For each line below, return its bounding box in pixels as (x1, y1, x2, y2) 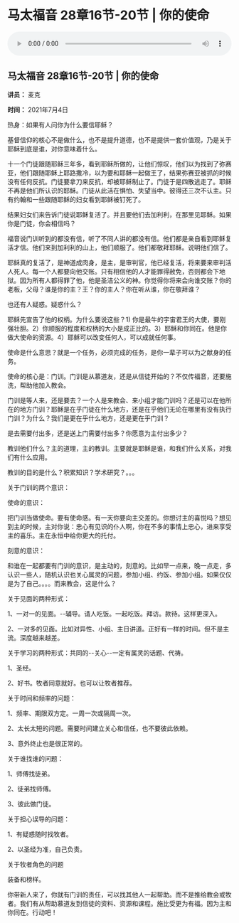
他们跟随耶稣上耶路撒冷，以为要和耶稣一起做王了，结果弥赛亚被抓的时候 (19, 169, 232, 177)
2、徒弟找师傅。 (7, 784, 55, 793)
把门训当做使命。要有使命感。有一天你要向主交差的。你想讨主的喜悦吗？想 (7, 513, 225, 522)
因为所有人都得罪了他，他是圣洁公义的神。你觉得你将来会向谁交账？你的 (19, 276, 232, 284)
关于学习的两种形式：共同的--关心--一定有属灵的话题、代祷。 (7, 649, 187, 657)
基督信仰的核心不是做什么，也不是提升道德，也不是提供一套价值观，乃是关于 (7, 135, 232, 144)
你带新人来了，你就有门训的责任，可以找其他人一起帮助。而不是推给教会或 (7, 890, 225, 899)
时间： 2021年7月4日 (7, 105, 69, 114)
